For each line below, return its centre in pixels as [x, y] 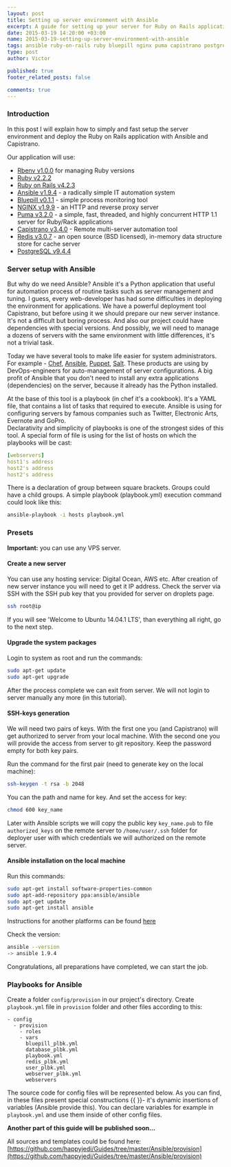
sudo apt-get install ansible [51, 908]
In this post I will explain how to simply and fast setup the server [98, 129]
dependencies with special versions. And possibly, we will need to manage [113, 328]
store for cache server [48, 244]
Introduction [28, 114]
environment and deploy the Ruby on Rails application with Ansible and [108, 136]
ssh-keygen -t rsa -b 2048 [46, 784]
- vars [29, 1038]
